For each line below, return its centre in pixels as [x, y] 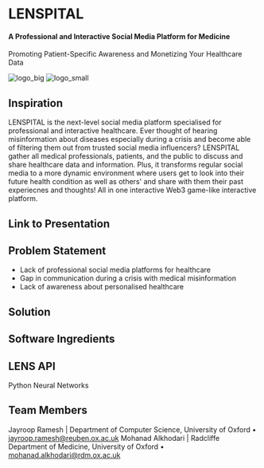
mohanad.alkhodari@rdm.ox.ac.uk [64, 454]
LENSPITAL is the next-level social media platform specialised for [115, 122]
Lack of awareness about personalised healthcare [102, 287]
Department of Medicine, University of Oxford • [86, 446]
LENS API [32, 366]
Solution [29, 312]
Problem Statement [57, 251]
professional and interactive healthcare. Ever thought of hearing [113, 131]
